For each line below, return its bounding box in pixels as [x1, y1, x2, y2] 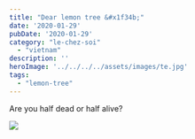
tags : [9, 71, 29, 80]
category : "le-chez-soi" [9, 37, 101, 47]
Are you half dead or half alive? [9, 103, 123, 113]
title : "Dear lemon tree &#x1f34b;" [9, 12, 144, 22]
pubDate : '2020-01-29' [9, 29, 93, 38]
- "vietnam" [17, 46, 62, 55]
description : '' [9, 54, 69, 63]
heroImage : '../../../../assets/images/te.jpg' [9, 63, 189, 72]
